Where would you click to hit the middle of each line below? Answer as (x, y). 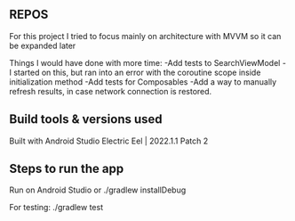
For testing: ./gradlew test (56, 208)
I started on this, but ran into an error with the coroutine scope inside (135, 72)
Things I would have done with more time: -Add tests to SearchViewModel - (148, 62)
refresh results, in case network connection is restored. (111, 91)
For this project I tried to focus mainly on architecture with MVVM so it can (145, 36)
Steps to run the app (67, 169)
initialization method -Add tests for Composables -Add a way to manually (143, 82)
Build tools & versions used (86, 119)
